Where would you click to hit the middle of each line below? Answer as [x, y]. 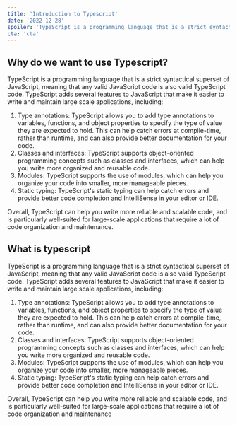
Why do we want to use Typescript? [87, 62]
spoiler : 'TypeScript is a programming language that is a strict [107, 27]
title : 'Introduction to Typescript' [63, 14]
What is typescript [49, 249]
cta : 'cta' [23, 34]
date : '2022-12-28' [36, 21]
